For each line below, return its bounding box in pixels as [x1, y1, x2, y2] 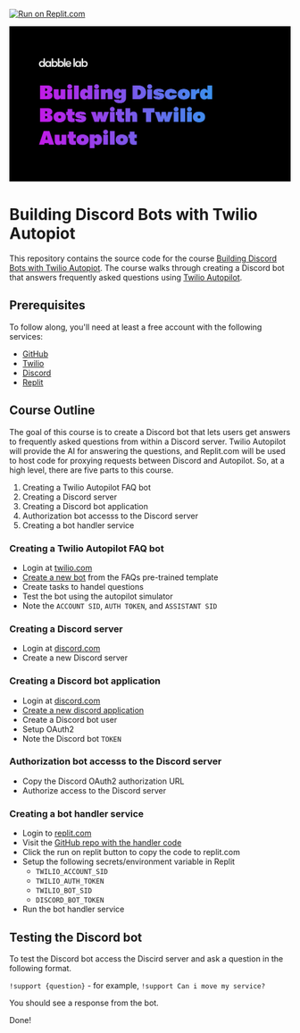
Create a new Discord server [21, 652, 129, 663]
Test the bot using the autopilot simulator [21, 591, 173, 601]
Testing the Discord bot [9, 929, 143, 945]
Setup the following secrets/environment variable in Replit [21, 856, 235, 867]
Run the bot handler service [21, 903, 125, 915]
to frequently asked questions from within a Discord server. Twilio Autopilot [9, 436, 287, 447]
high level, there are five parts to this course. [9, 465, 174, 475]
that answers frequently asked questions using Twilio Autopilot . [9, 273, 243, 283]
